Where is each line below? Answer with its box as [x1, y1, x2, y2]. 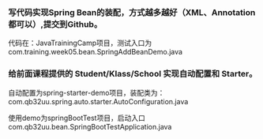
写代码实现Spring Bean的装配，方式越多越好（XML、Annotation [8, 6, 256, 17]
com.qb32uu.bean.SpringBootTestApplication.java [8, 122, 172, 131]
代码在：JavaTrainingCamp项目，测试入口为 [8, 38, 152, 48]
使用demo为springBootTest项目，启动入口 [8, 113, 146, 122]
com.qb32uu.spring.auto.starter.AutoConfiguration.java [8, 96, 189, 106]
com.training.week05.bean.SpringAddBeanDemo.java [8, 47, 183, 57]
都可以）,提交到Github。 [8, 18, 103, 29]
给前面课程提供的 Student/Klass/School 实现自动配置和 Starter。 [8, 69, 257, 80]
